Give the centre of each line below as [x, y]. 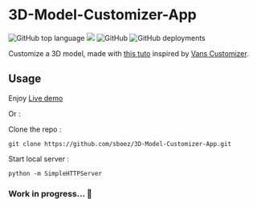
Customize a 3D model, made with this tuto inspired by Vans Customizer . [128, 53]
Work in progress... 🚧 [50, 193]
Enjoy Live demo [36, 98]
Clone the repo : [35, 129]
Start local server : [39, 159]
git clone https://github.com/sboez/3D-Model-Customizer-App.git [120, 144]
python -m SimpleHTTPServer [55, 173]
